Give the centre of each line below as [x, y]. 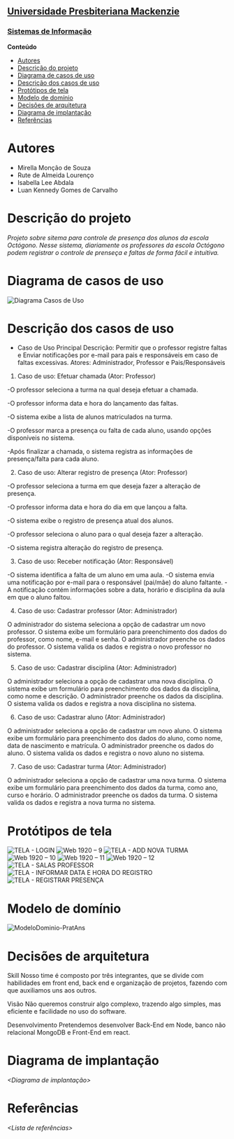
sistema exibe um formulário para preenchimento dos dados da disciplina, [114, 689]
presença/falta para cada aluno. [53, 459]
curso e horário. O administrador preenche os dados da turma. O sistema [112, 795]
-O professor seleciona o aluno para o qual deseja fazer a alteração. [105, 534]
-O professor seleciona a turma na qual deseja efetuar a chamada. [103, 390]
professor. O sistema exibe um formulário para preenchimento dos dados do [117, 632]
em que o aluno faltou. [39, 598]
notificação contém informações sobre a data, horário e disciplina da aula [119, 590]
